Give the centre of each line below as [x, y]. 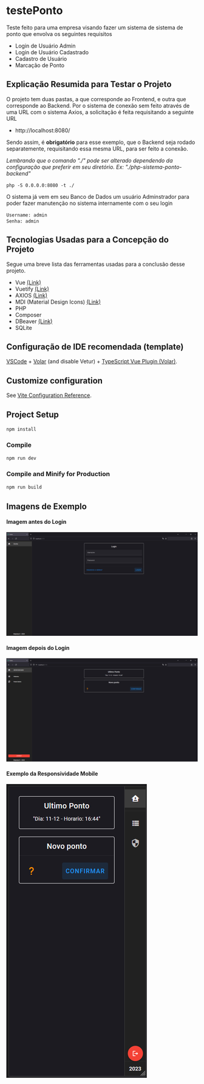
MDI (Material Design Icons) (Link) [58, 302]
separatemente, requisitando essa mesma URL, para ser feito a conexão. [97, 148]
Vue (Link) [28, 282]
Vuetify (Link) [32, 289]
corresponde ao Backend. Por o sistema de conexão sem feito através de [98, 105]
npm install [21, 429]
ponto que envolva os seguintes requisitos [59, 34]
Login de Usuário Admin [45, 46]
